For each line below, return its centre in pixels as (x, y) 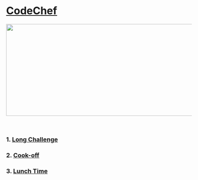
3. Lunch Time (27, 171)
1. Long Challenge (32, 139)
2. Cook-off (23, 155)
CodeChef (32, 11)
